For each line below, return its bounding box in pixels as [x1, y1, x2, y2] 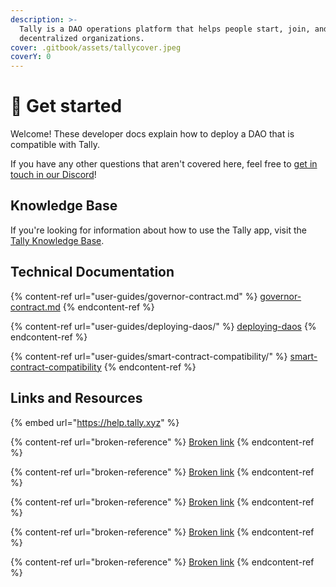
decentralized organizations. [19, 33, 145, 43]
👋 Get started [10, 95, 123, 118]
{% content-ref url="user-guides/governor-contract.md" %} [10, 290, 258, 302]
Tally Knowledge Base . [10, 234, 105, 246]
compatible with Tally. [10, 139, 100, 151]
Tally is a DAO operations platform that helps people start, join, [19, 24, 311, 34]
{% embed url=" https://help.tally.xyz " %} [10, 416, 180, 428]
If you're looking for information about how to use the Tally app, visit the [10, 224, 307, 236]
